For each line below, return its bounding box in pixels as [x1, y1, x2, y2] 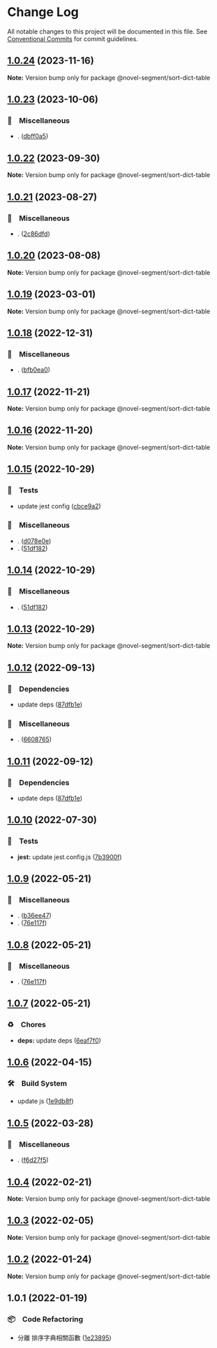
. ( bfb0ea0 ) [17, 365, 51, 374]
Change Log [7, 4, 79, 20]
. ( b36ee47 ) [17, 911, 52, 920]
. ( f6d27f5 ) [17, 1156, 49, 1165]
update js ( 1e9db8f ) [17, 1097, 75, 1105]
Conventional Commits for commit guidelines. [7, 34, 138, 43]
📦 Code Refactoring [7, 1314, 84, 1324]
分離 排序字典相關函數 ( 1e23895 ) [17, 1333, 112, 1342]
